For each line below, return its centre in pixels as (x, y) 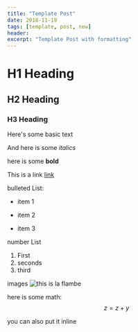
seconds (29, 263)
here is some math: (35, 297)
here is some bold (33, 161)
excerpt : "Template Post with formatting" (69, 40)
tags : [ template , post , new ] (49, 26)
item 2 (26, 215)
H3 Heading (28, 119)
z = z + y (117, 308)
